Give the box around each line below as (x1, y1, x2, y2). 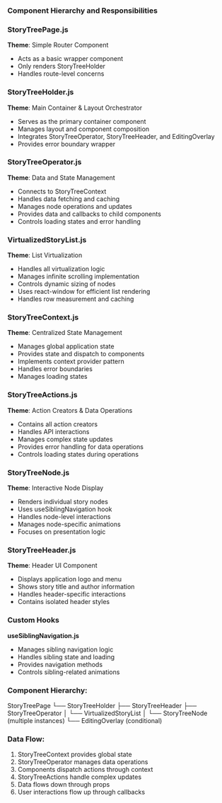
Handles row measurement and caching (17, 295, 134, 303)
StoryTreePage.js (7, 24, 69, 34)
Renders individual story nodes (17, 498, 108, 506)
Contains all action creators (17, 420, 98, 428)
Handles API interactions (17, 427, 90, 435)
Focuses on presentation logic (17, 528, 106, 536)
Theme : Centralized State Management (7, 329, 122, 337)
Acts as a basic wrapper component (17, 55, 124, 63)
